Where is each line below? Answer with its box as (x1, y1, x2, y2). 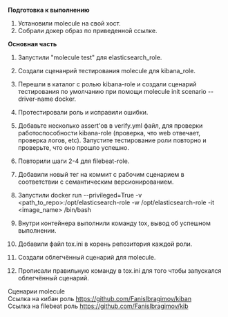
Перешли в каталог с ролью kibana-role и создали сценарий (17, 80, 197, 88)
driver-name (17, 95, 54, 103)
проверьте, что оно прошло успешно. (17, 144, 130, 151)
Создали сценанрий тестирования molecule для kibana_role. (17, 67, 196, 75)
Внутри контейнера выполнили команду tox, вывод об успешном (17, 219, 211, 227)
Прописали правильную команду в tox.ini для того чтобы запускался (17, 267, 222, 275)
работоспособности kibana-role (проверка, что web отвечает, (17, 129, 201, 137)
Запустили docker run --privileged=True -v (17, 191, 142, 199)
